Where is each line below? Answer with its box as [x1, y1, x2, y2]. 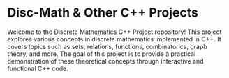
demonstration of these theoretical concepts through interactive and [7, 57, 204, 65]
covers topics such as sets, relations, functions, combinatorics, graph [7, 42, 207, 50]
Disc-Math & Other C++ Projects [7, 5, 199, 21]
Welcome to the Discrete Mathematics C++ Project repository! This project [7, 28, 222, 36]
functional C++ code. [7, 64, 68, 72]
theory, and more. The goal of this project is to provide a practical [7, 50, 196, 58]
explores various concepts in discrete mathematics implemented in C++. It [7, 35, 221, 43]
